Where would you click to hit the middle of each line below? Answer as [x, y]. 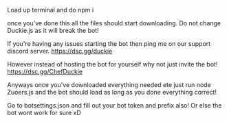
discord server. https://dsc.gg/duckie [60, 51]
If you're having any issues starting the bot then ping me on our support [109, 44]
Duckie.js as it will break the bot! [53, 30]
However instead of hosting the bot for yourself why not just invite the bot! [112, 64]
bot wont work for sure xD [44, 113]
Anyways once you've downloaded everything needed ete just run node [109, 85]
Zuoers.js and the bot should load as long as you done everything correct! [112, 92]
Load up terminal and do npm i [51, 10]
